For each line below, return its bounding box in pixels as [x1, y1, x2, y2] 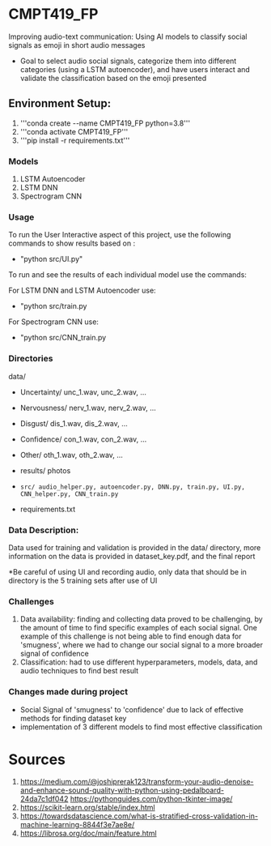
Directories [8, 353, 53, 365]
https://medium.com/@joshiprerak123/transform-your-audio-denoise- [19, 777, 254, 787]
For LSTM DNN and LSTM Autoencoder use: [8, 285, 156, 296]
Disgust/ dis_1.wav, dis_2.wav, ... [19, 418, 128, 428]
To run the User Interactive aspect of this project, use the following [8, 230, 231, 240]
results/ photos [19, 465, 71, 475]
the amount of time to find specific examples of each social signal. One [19, 623, 257, 633]
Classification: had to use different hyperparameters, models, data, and [19, 657, 258, 667]
